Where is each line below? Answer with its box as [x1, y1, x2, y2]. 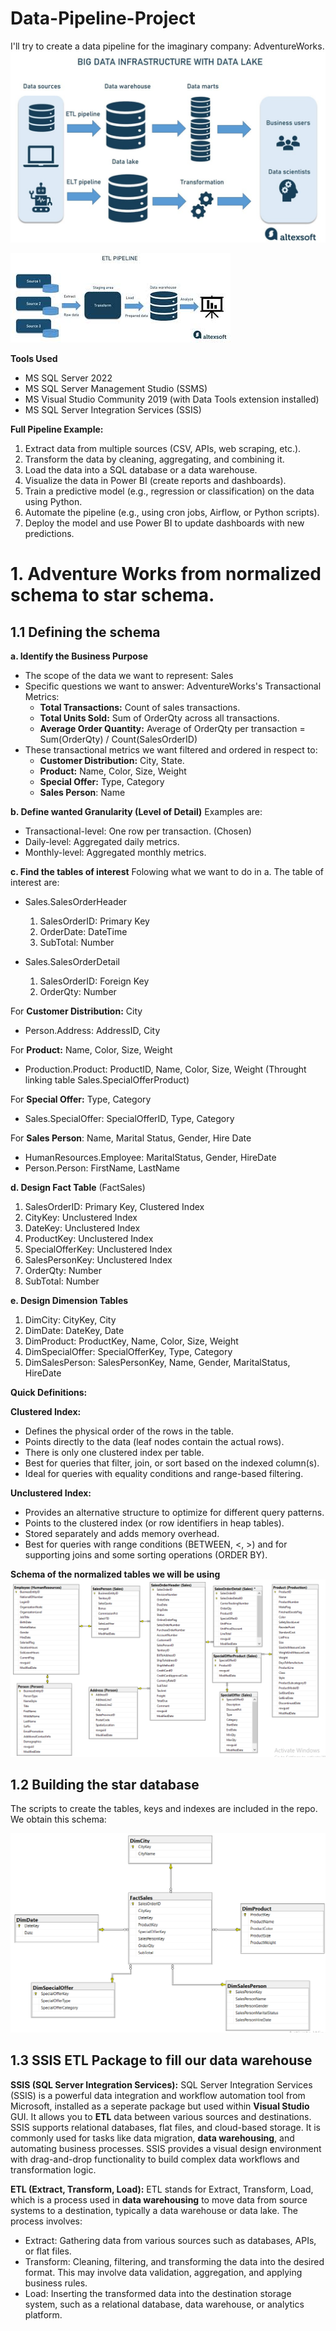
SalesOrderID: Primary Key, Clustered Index [24, 1201, 205, 1213]
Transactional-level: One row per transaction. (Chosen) [24, 825, 252, 837]
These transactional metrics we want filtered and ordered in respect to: [24, 744, 318, 756]
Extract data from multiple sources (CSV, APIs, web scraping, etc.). [24, 443, 302, 455]
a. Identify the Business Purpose [10, 650, 149, 662]
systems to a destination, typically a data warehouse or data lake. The [10, 2204, 298, 2216]
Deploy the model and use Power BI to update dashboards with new [24, 517, 305, 529]
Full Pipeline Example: [10, 423, 104, 436]
